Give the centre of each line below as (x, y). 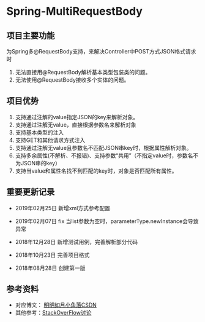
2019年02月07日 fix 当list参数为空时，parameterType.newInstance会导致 (107, 221)
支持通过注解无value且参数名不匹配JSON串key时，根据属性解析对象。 (103, 147)
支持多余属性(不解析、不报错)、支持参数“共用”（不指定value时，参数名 (104, 155)
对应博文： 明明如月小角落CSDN (56, 305)
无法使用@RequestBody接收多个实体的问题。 (72, 80)
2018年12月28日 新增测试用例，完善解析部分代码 (76, 241)
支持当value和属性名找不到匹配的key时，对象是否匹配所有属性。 (96, 171)
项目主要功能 (31, 35)
